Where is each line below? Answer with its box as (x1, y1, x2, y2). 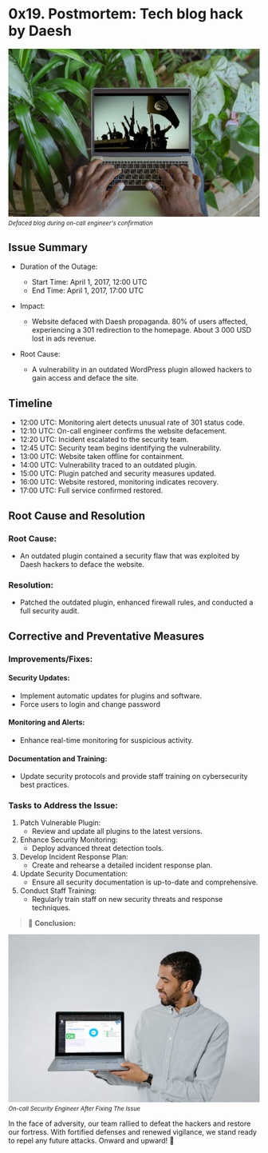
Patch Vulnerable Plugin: (19, 818, 101, 828)
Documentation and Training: (8, 753, 108, 764)
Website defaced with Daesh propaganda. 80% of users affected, (31, 317, 248, 326)
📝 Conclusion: (27, 919, 76, 928)
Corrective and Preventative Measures (8, 629, 205, 643)
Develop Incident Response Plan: (19, 852, 129, 862)
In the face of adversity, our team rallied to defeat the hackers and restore (8, 1119, 251, 1128)
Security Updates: (8, 673, 70, 683)
